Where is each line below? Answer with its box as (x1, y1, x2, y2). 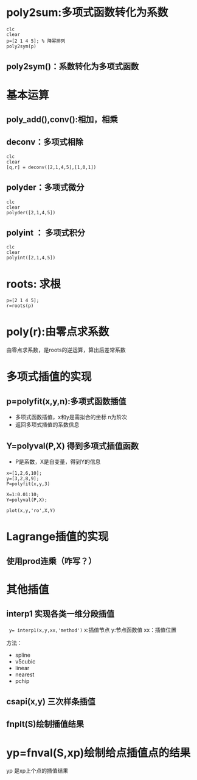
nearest (15, 671, 35, 678)
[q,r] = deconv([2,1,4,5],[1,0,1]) (6, 164, 97, 170)
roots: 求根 (6, 277, 61, 291)
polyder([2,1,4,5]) (6, 209, 56, 215)
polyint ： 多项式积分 (6, 227, 86, 238)
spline (15, 651, 30, 659)
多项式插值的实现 (6, 370, 92, 384)
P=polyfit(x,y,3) (6, 481, 50, 487)
